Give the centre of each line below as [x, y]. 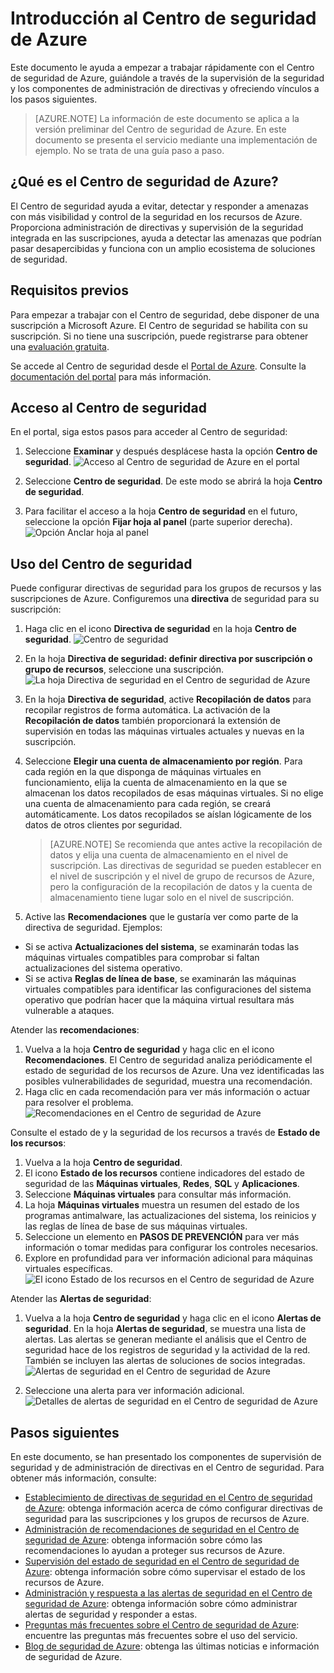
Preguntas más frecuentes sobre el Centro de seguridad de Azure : [162, 1625]
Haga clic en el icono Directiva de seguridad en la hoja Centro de [160, 629]
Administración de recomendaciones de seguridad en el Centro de [162, 1529]
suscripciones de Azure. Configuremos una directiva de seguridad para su [165, 599]
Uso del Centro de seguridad [101, 563]
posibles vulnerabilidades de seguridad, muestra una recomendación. [168, 1081]
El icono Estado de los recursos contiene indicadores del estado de [164, 1173]
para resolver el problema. [79, 1103]
